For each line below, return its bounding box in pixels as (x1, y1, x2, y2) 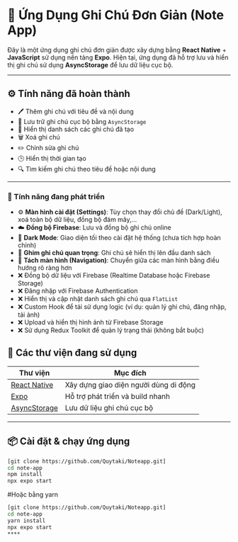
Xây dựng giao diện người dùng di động (64, 380, 196, 390)
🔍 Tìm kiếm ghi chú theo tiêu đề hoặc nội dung (17, 164, 156, 173)
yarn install (7, 517, 46, 524)
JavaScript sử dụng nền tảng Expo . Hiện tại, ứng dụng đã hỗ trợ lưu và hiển (7, 53, 229, 62)
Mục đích (113, 368, 147, 378)
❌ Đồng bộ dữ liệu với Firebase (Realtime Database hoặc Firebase (17, 271, 210, 280)
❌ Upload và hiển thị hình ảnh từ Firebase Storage (17, 318, 164, 327)
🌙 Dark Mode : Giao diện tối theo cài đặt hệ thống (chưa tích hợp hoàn (17, 234, 221, 242)
